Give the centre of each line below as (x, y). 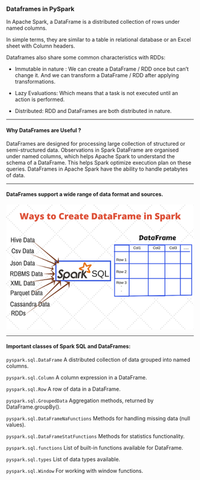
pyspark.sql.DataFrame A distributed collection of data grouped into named (98, 359)
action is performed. (40, 99)
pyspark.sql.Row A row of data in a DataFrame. (63, 389)
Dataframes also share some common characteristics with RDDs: (86, 58)
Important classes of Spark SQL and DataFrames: (68, 346)
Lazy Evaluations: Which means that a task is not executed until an (96, 93)
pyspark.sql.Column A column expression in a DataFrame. (77, 377)
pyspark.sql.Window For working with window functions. (75, 470)
